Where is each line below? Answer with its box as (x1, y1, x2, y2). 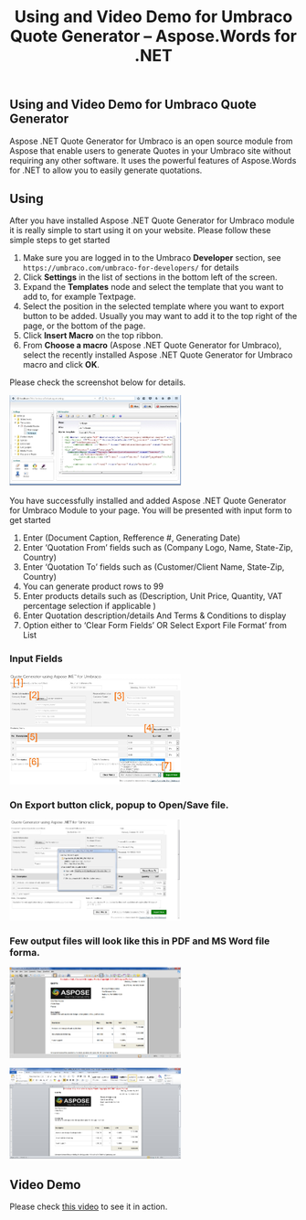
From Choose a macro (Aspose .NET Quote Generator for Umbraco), (22, 340, 282, 351)
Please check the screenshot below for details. (9, 377, 186, 388)
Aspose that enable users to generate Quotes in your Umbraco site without (9, 144, 291, 156)
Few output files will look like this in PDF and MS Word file (9, 935, 270, 947)
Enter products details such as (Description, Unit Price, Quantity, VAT (22, 591, 283, 602)
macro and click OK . (22, 359, 100, 370)
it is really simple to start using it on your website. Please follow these (9, 225, 271, 236)
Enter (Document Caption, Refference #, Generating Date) (22, 532, 241, 543)
